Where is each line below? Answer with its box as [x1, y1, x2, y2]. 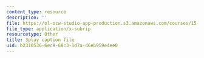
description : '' [6, 14, 47, 21]
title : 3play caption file [6, 37, 75, 43]
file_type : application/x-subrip [6, 25, 91, 32]
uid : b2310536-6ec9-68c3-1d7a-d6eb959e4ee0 [6, 43, 118, 49]
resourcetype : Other [6, 31, 59, 37]
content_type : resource [6, 8, 67, 15]
